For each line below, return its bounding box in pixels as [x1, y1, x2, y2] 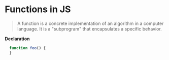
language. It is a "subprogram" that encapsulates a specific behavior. [17, 25, 162, 32]
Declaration [5, 36, 30, 42]
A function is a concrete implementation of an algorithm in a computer [17, 20, 164, 26]
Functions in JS [5, 4, 71, 15]
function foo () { [9, 45, 46, 50]
